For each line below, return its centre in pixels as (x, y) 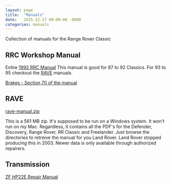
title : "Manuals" (25, 15)
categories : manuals (27, 24)
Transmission (28, 165)
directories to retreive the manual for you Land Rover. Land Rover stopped (83, 137)
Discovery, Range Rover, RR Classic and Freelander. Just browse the (78, 132)
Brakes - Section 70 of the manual (41, 83)
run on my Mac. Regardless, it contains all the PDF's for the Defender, (79, 127)
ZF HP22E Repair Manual (32, 177)
